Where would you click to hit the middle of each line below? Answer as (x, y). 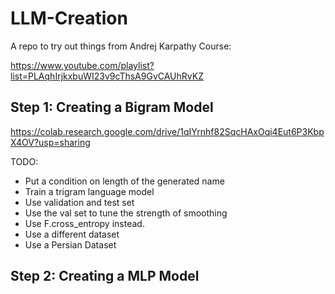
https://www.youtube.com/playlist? (82, 65)
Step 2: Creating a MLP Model (105, 276)
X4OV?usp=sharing (50, 142)
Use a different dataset (72, 234)
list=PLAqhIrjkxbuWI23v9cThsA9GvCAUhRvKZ (107, 76)
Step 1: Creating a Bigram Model (112, 107)
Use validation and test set (79, 202)
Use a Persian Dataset (70, 244)
